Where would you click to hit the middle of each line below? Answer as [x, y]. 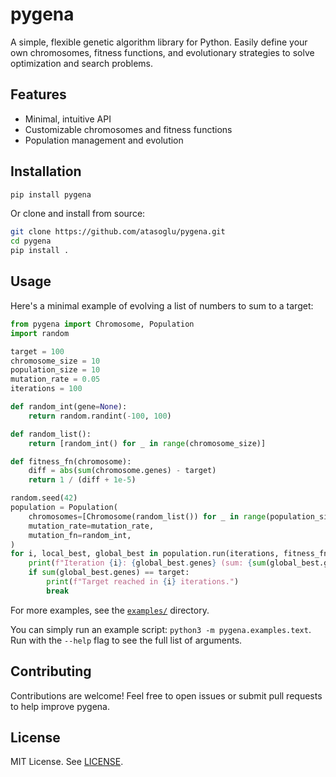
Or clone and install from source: [78, 214]
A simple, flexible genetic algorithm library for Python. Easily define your [159, 42]
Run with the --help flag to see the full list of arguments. [126, 640]
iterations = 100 [46, 389]
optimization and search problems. [82, 63]
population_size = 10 [55, 370]
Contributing [51, 671]
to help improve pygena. [60, 706]
